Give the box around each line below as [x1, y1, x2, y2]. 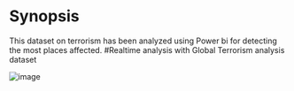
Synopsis [9, 6, 80, 27]
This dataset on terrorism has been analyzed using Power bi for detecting [9, 35, 277, 46]
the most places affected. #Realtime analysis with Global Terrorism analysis [9, 44, 285, 55]
